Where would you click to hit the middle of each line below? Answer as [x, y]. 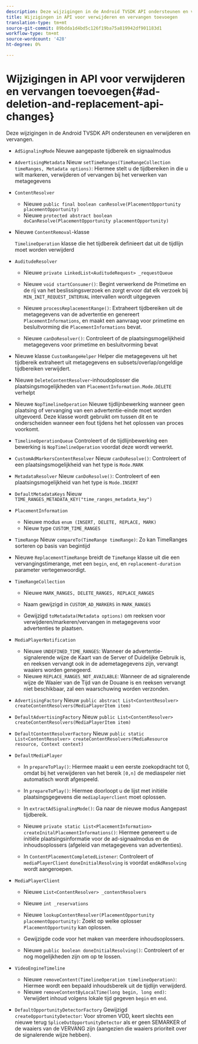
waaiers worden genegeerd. [58, 670]
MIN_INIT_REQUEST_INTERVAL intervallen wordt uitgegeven [92, 297]
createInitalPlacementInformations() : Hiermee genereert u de [100, 832]
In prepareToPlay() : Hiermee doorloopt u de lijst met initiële [95, 791]
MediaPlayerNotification [45, 640]
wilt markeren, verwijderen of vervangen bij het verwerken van [91, 174]
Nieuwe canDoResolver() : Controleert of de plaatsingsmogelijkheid [104, 338]
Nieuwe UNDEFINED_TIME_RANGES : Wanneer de [77, 651]
